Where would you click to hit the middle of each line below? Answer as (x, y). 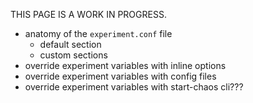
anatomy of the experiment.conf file (98, 33)
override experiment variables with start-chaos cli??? (134, 87)
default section (70, 44)
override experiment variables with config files (120, 76)
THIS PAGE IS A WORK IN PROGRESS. (88, 14)
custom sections (73, 55)
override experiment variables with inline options (125, 65)
